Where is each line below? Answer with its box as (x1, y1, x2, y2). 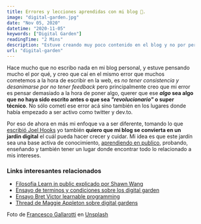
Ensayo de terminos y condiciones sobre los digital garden (15, 186, 160, 194)
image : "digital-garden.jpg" (7, 14, 79, 20)
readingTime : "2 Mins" (7, 36, 63, 42)
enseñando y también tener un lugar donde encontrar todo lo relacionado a (7, 145, 191, 152)
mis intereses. (7, 152, 41, 159)
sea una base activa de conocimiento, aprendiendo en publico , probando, (7, 139, 188, 146)
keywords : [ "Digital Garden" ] (7, 31, 82, 37)
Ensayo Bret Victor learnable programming (15, 193, 120, 200)
